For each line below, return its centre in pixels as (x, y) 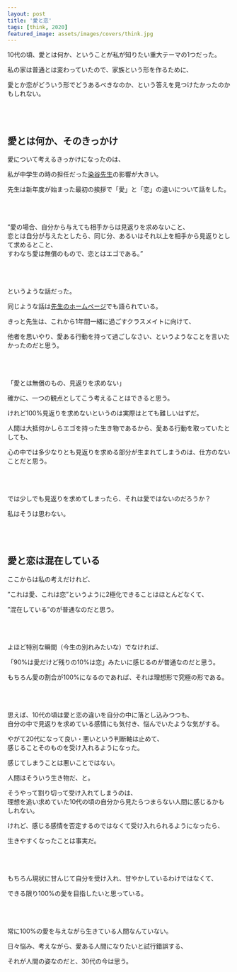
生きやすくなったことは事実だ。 (54, 840)
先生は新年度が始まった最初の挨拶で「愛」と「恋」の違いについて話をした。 (119, 189)
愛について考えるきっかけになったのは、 (66, 160)
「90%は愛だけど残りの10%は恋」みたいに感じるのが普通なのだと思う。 (113, 662)
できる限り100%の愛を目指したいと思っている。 (77, 893)
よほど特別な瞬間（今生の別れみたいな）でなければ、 (85, 647)
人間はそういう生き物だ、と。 (51, 778)
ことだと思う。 (29, 461)
